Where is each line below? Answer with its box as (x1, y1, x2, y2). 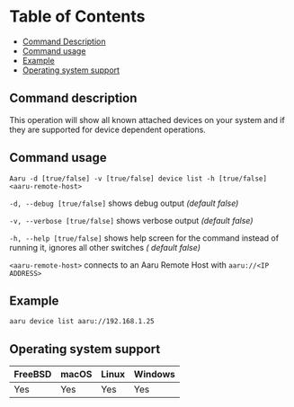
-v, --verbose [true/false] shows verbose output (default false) (9, 215, 254, 226)
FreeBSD (13, 368, 52, 381)
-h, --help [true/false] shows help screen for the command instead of (9, 232, 280, 243)
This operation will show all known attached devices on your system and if (9, 114, 285, 125)
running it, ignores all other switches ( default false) (9, 242, 200, 252)
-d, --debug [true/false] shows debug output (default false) (9, 198, 239, 208)
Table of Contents (9, 6, 146, 27)
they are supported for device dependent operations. (9, 124, 207, 135)
